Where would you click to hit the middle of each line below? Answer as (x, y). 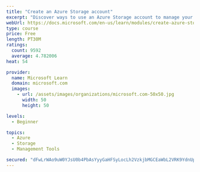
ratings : (17, 45)
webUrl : (16, 23)
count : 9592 (26, 51)
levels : (16, 116)
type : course (22, 28)
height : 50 (35, 105)
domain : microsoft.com (40, 83)
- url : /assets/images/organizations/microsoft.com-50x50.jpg (96, 95)
